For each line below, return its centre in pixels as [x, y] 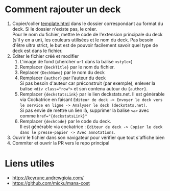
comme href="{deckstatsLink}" [54, 115]
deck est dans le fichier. [37, 51]
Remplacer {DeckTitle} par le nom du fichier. [67, 67]
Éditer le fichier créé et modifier [45, 56]
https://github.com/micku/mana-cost [51, 183]
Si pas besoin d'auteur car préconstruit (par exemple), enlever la [88, 83]
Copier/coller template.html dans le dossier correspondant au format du [88, 23]
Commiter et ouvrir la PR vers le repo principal [61, 143]
